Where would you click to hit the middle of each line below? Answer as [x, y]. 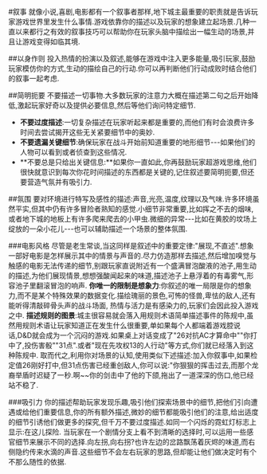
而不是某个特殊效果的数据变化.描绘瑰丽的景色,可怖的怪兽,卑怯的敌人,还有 [137, 296]
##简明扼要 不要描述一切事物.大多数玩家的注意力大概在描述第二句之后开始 [130, 95]
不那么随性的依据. [37, 462]
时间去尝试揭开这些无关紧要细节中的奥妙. [87, 132]
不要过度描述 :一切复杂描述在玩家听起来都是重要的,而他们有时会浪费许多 [137, 122]
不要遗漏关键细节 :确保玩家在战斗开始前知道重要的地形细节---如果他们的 [137, 142]
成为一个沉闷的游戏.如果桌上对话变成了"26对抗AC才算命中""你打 [151, 335]
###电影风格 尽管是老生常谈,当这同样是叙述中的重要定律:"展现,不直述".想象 [131, 246]
